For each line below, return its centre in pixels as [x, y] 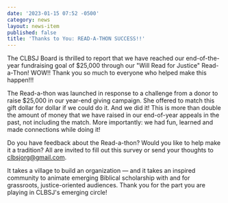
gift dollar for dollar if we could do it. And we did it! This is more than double [114, 108]
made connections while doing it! [54, 130]
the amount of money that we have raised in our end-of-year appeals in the [113, 115]
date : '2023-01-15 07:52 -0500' [53, 13]
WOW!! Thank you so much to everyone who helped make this [118, 73]
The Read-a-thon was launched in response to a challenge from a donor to [113, 94]
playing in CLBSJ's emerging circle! [57, 193]
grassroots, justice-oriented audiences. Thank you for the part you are [106, 185]
